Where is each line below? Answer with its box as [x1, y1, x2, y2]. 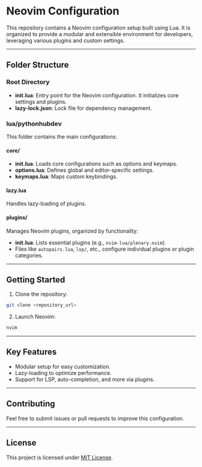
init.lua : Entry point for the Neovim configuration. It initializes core [14, 91, 179, 99]
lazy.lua [6, 186, 27, 194]
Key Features [6, 347, 57, 357]
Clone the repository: [14, 290, 68, 298]
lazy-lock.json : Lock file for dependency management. [14, 104, 152, 112]
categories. [14, 251, 43, 259]
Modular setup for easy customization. [14, 362, 111, 370]
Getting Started [6, 275, 66, 285]
